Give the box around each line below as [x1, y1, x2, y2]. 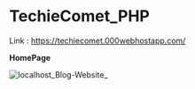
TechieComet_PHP [9, 6, 151, 26]
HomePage [9, 52, 51, 63]
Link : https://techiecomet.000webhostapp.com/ [9, 35, 186, 46]
